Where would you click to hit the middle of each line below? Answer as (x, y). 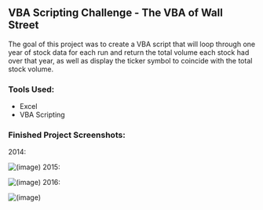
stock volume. (31, 69)
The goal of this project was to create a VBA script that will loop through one (132, 44)
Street (24, 25)
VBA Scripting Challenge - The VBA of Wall (116, 13)
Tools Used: (31, 89)
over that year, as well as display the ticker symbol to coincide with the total (130, 60)
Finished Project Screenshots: (67, 135)
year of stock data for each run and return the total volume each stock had (129, 52)
